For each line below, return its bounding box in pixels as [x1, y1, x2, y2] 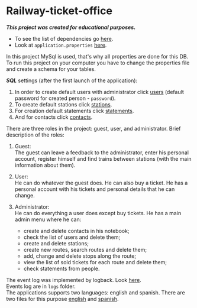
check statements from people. [23, 265, 100, 272]
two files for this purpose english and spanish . [6, 295, 119, 302]
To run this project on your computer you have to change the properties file [6, 59, 190, 66]
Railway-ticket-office [6, 4, 112, 18]
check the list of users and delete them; [23, 234, 121, 241]
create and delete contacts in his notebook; [23, 227, 130, 234]
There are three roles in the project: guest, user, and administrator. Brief [6, 125, 181, 132]
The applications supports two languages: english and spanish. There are [6, 288, 185, 296]
